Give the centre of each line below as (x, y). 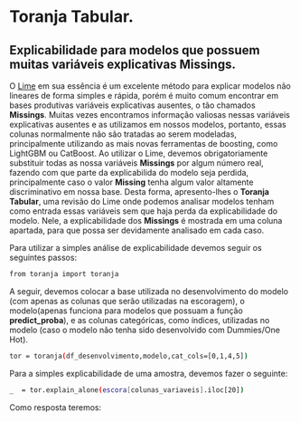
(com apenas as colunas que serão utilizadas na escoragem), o (127, 301)
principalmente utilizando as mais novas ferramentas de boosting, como (144, 144)
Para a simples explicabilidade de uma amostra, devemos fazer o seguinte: (149, 373)
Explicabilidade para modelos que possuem (135, 50)
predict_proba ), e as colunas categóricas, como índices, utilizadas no (140, 320)
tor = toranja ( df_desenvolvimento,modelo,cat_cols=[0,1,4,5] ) (129, 356)
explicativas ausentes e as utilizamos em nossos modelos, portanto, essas (148, 125)
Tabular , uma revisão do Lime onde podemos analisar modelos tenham (142, 201)
